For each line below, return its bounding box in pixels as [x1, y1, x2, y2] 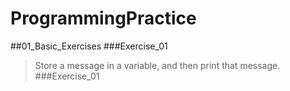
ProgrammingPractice [10, 7, 197, 30]
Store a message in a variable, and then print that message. [34, 59, 281, 71]
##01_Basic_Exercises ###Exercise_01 [10, 40, 168, 52]
